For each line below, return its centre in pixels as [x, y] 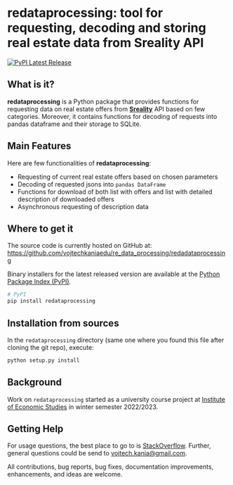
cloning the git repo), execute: [51, 347]
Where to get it [40, 228]
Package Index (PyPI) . [39, 282]
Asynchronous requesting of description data [83, 206]
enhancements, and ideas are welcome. [65, 474]
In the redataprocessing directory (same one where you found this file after [116, 340]
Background [34, 383]
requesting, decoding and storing [107, 28]
